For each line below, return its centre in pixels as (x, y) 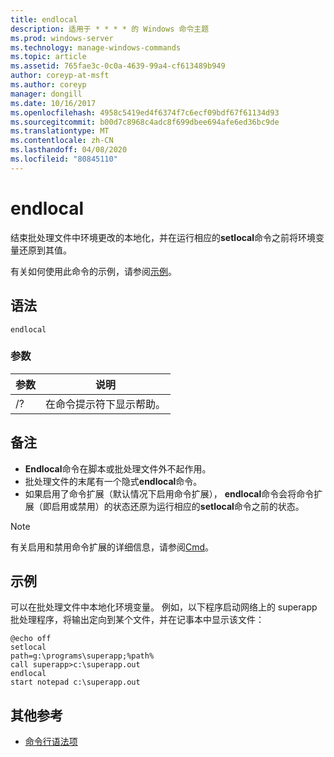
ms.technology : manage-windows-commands (96, 47)
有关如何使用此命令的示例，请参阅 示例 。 (93, 271)
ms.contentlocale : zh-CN (62, 141)
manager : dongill (46, 94)
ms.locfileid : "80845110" (64, 159)
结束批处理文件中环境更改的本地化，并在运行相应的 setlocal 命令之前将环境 (163, 237)
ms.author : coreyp (48, 85)
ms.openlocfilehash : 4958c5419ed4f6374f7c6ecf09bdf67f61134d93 (145, 112)
